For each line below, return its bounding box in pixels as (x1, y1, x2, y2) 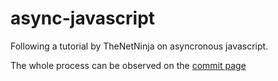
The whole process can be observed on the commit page (10, 59, 247, 71)
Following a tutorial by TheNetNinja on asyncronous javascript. (10, 40, 269, 52)
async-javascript (10, 7, 156, 30)
